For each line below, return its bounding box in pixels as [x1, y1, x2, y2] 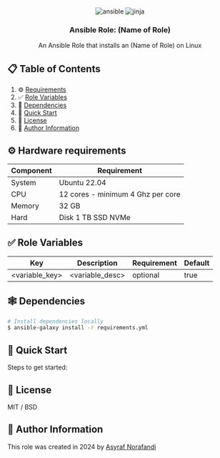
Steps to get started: [7, 363, 68, 372]
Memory [11, 201, 39, 211]
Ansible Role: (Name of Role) [69, 24, 171, 34]
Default [184, 258, 210, 268]
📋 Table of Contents [7, 63, 101, 75]
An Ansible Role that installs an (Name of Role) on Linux [38, 41, 202, 50]
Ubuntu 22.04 [59, 177, 106, 187]
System [11, 177, 37, 187]
